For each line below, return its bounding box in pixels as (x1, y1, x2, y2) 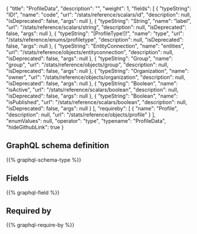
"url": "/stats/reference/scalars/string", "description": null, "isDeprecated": (6, 24, 186, 31)
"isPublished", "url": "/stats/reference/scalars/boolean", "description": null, (6, 99, 188, 105)
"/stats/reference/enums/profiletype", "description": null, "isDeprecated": (6, 36, 184, 43)
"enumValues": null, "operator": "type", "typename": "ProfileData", (6, 118, 166, 124)
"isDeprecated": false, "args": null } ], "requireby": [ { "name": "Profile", (6, 105, 178, 112)
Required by (6, 206, 52, 216)
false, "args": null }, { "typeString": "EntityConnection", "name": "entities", (6, 42, 185, 49)
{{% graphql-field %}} (6, 189, 60, 196)
